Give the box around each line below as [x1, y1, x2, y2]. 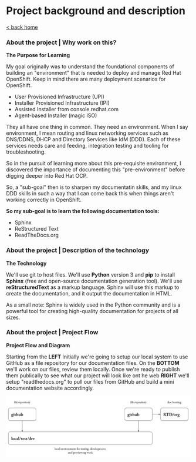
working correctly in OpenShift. [6, 196, 82, 204]
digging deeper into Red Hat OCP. [6, 172, 88, 180]
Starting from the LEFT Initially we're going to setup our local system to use [6, 353, 188, 360]
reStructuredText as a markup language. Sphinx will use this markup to [6, 284, 180, 291]
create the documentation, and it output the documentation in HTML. [6, 290, 173, 297]
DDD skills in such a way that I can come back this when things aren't [6, 190, 174, 197]
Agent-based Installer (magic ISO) [14, 112, 97, 119]
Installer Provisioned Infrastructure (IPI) [14, 99, 110, 107]
